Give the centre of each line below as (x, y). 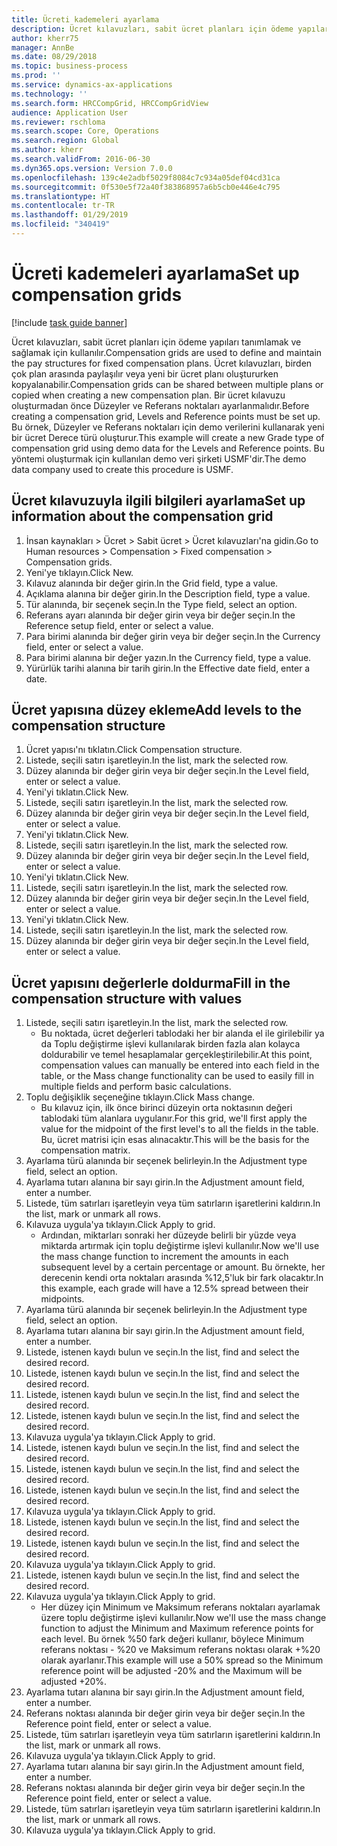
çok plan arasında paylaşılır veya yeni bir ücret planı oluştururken (145, 373)
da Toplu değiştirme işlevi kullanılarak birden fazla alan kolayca (170, 1044)
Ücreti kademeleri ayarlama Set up (156, 273)
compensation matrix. (85, 1150)
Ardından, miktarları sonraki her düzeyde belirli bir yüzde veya (168, 1235)
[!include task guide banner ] (69, 322)
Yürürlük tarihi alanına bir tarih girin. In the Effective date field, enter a (168, 668)
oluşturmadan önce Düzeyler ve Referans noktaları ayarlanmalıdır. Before (160, 405)
